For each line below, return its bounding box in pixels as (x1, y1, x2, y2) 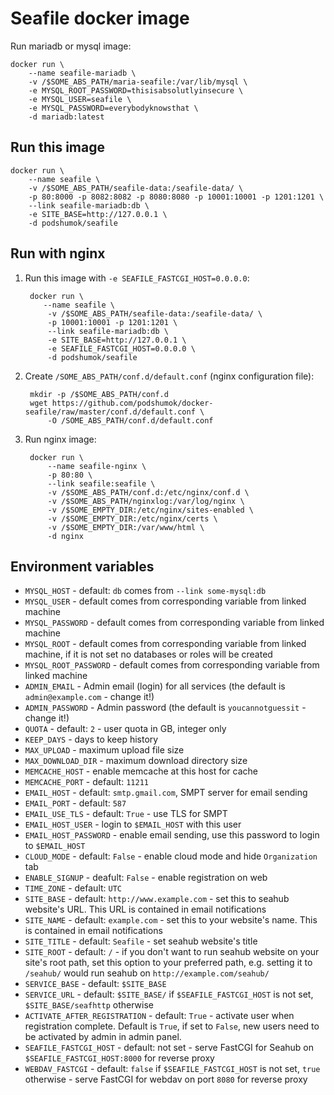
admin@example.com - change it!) (24, 691, 155, 703)
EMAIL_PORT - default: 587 (24, 797, 127, 809)
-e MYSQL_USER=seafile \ (28, 94, 132, 104)
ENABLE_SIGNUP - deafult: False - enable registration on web (24, 872, 268, 884)
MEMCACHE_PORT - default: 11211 (24, 776, 149, 788)
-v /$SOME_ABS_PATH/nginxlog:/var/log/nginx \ (47, 496, 245, 506)
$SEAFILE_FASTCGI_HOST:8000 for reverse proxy (24, 1052, 215, 1064)
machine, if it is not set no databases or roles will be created (24, 648, 273, 661)
